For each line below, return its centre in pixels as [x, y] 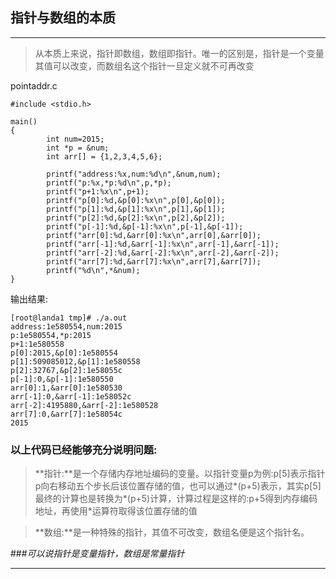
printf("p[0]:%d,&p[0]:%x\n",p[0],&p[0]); [136, 200]
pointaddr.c [34, 85]
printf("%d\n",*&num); [93, 270]
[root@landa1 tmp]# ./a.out [69, 318]
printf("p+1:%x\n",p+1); [98, 191]
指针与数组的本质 [63, 18]
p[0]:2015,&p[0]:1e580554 [64, 353]
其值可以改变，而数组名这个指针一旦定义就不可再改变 [144, 65]
